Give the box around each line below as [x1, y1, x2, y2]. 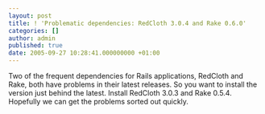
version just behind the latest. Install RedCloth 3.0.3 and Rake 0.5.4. [8, 88, 232, 97]
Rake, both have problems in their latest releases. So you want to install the [8, 79, 258, 89]
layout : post [8, 11, 52, 20]
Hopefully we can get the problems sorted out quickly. [8, 97, 189, 106]
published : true [8, 42, 63, 50]
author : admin [8, 34, 56, 43]
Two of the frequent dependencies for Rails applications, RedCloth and [8, 71, 244, 80]
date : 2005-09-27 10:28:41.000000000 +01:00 [8, 49, 160, 57]
